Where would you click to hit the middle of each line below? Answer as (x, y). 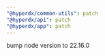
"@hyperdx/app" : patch (39, 26)
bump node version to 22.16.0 (48, 46)
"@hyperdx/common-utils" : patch (52, 13)
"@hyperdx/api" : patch (39, 20)
